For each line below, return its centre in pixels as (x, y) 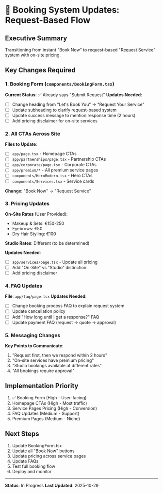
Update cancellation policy (39, 311)
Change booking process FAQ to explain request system (68, 306)
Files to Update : (21, 144)
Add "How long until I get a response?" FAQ (56, 317)
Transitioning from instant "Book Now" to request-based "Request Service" (80, 50)
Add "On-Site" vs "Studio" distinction (49, 267)
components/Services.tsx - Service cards (53, 181)
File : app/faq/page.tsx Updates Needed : (46, 296)
